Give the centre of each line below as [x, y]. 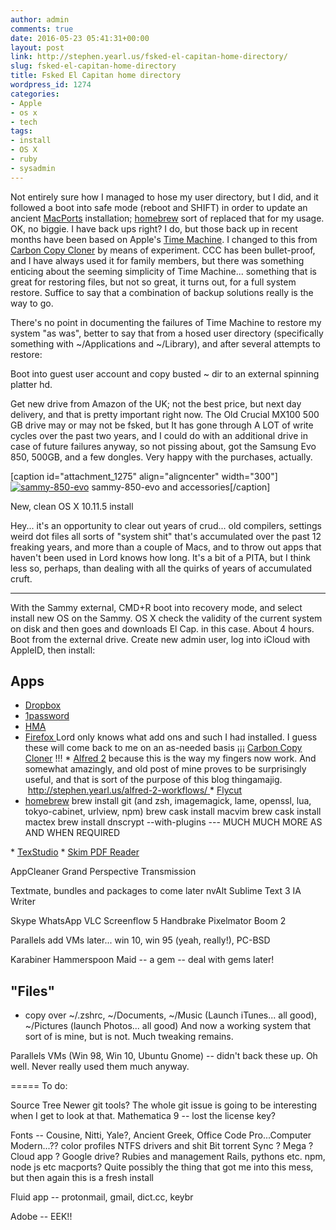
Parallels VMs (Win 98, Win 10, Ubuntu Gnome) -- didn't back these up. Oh [164, 1056]
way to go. [32, 303]
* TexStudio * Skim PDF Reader [75, 852]
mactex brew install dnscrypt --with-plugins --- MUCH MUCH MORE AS [173, 822]
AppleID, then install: [53, 650]
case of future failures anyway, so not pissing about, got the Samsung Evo [163, 446]
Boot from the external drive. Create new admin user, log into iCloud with [160, 639]
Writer [23, 902]
